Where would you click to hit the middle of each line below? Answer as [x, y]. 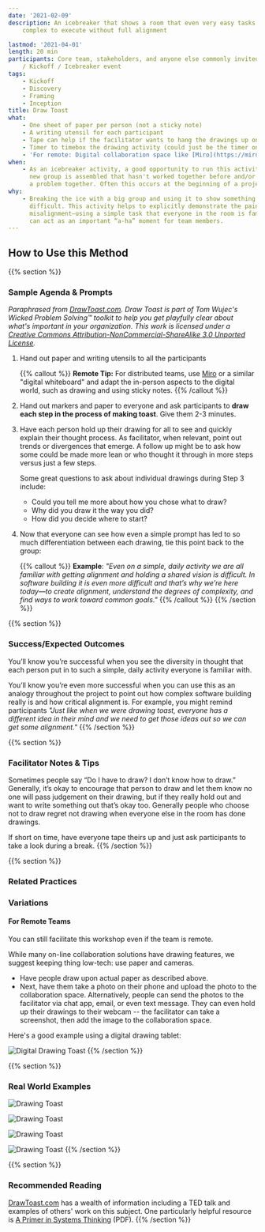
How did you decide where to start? [89, 519]
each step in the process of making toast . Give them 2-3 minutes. [128, 414]
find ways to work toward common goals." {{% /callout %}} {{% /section [138, 600]
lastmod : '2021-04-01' [45, 44]
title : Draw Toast [38, 111]
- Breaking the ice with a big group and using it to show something [139, 198]
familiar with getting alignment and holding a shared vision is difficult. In [137, 575]
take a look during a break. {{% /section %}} [80, 846]
